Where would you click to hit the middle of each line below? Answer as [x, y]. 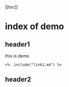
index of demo [34, 27]
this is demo [17, 56]
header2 [18, 80]
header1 [17, 44]
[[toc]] [11, 7]
